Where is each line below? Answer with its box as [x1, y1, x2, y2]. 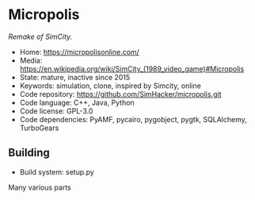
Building [8, 146, 50, 160]
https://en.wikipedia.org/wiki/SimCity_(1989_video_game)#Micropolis [19, 63, 245, 73]
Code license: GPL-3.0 [19, 106, 93, 116]
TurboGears [19, 123, 59, 133]
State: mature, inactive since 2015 [19, 72, 131, 82]
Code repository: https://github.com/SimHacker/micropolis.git [19, 89, 222, 98]
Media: [19, 56, 43, 65]
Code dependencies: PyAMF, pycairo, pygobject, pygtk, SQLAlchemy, [19, 114, 247, 124]
